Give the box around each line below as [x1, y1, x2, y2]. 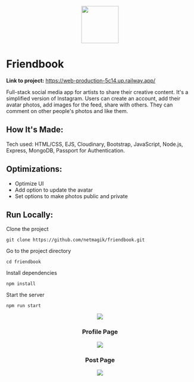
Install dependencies [6, 270, 58, 277]
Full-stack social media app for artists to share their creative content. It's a [6, 88, 189, 95]
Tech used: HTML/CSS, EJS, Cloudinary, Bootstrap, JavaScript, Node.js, [6, 140, 183, 148]
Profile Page [82, 328, 118, 336]
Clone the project [6, 226, 49, 233]
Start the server [6, 292, 45, 299]
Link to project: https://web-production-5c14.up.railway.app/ [6, 77, 156, 84]
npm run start [6, 303, 42, 309]
